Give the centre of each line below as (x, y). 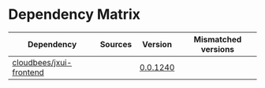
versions (218, 49)
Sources (116, 44)
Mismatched (218, 39)
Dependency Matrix (74, 15)
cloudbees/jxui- (42, 62)
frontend (28, 72)
